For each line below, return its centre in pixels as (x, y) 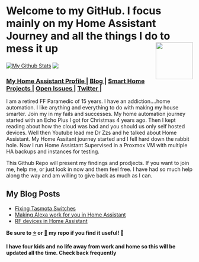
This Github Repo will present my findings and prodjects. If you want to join (98, 163)
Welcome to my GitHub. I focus (84, 11)
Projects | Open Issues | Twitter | (54, 88)
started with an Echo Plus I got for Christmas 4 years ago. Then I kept (91, 120)
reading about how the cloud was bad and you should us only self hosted (96, 126)
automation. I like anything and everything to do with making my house (92, 107)
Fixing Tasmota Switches (45, 208)
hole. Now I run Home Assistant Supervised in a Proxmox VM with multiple (97, 145)
